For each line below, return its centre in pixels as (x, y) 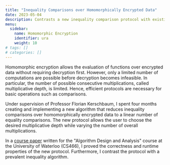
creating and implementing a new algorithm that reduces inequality (75, 109)
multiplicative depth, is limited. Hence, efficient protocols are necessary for (83, 88)
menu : (11, 24)
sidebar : (19, 29)
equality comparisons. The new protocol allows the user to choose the (79, 120)
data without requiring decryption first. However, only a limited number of (82, 72)
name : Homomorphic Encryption (46, 34)
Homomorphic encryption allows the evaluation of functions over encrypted (84, 67)
